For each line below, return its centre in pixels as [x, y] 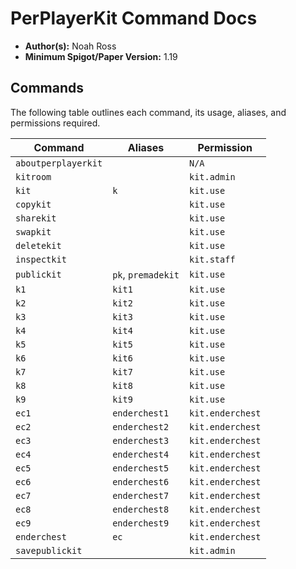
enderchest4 [141, 454]
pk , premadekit [146, 274]
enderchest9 [141, 523]
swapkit [33, 231]
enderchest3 [141, 440]
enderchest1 [141, 413]
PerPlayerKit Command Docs [134, 18]
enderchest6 [141, 481]
